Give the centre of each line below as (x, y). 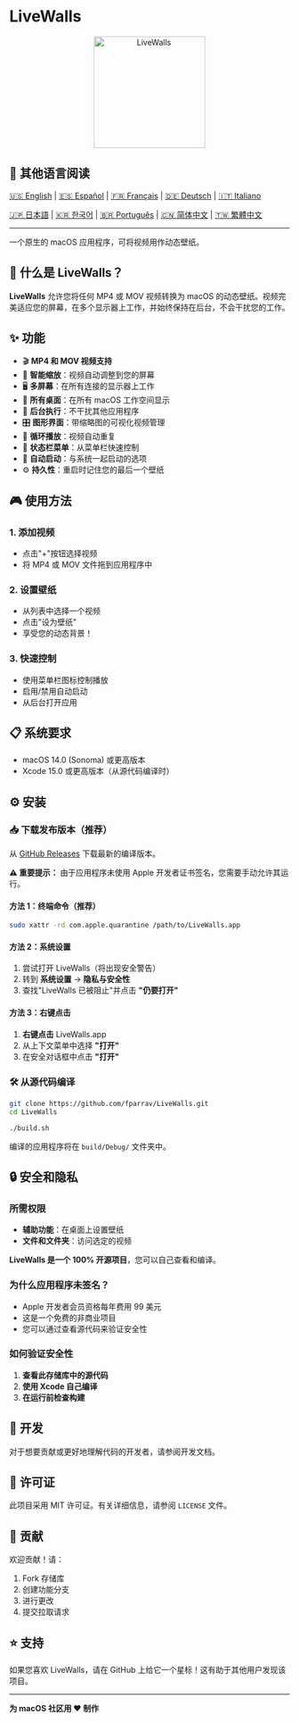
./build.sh (29, 1128)
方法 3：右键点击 (40, 1013)
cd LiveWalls (33, 1112)
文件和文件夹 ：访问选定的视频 (77, 1241)
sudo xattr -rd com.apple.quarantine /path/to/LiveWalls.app (125, 926)
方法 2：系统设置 (40, 946)
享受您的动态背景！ (57, 633)
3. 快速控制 (33, 659)
